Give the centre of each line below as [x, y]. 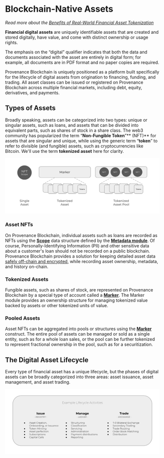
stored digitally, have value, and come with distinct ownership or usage [77, 37]
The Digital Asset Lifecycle [47, 360]
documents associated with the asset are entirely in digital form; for [73, 57]
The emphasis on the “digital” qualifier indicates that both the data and [76, 52]
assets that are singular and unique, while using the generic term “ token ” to [81, 141]
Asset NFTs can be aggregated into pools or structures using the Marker [78, 329]
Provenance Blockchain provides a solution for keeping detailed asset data [80, 256]
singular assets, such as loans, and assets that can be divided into [72, 125]
